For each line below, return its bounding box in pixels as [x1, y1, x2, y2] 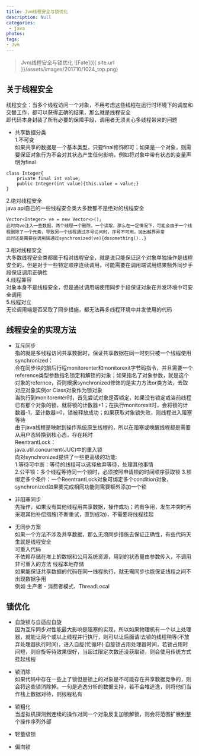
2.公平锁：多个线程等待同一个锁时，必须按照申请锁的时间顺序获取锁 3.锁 [14, 468, 192, 475]
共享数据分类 [14, 128, 46, 136]
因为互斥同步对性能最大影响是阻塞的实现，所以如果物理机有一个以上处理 [14, 626, 191, 633]
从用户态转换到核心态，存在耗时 [14, 431, 93, 438]
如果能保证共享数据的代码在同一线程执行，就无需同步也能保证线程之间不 [14, 568, 191, 575]
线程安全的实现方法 [6, 325, 76, 335]
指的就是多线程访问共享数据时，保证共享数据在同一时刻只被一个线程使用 [14, 349, 191, 357]
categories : [6, 20, 36, 26]
